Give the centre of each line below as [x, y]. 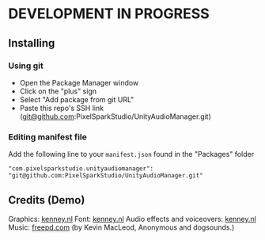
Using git [26, 66]
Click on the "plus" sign [58, 91]
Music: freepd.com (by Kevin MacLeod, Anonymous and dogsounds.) [121, 227]
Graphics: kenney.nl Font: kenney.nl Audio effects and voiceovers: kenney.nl [132, 219]
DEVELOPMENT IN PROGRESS [109, 14]
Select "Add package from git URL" [77, 99]
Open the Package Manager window [79, 82]
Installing [32, 43]
